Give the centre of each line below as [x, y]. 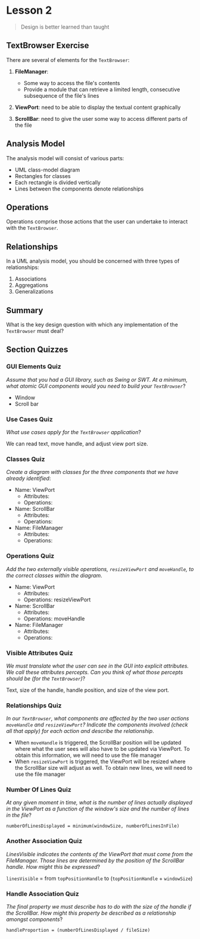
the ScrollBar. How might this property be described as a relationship [91, 913]
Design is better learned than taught [65, 27]
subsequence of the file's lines [61, 95]
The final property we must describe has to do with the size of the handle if [99, 907]
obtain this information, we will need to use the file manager [88, 755]
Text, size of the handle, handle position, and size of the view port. [88, 690]
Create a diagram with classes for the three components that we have [92, 472]
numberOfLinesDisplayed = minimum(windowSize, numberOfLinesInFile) [93, 826]
